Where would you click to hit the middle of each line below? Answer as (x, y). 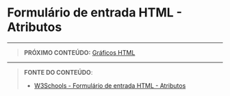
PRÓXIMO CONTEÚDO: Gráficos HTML (79, 52)
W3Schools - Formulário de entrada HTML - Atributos (110, 85)
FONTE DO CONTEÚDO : (58, 72)
